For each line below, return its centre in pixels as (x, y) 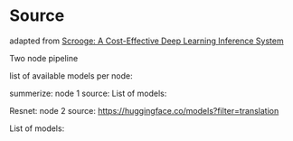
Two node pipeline (44, 58)
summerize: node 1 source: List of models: (88, 93)
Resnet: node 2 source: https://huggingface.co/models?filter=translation (144, 110)
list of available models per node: (71, 75)
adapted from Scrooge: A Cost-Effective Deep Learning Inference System (146, 41)
